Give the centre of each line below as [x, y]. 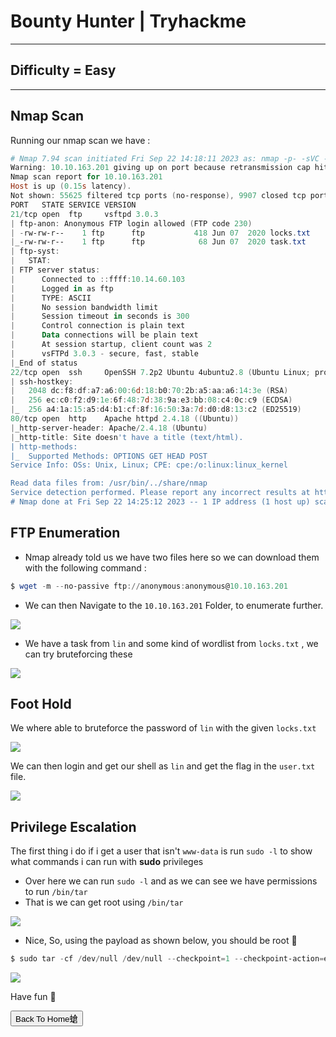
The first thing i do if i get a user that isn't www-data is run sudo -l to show [161, 851]
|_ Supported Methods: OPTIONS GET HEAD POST [109, 456]
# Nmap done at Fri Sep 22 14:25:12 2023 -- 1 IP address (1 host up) [160, 502]
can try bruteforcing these [78, 654]
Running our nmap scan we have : [80, 140]
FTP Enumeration [65, 533]
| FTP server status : [55, 270]
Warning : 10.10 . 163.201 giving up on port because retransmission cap [160, 168]
